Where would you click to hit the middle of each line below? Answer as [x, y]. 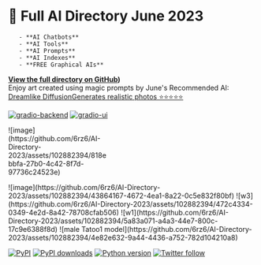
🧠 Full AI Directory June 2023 [106, 16]
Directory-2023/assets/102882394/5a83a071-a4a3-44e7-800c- [113, 221]
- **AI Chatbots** [49, 37]
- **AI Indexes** [47, 58]
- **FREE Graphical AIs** [61, 65]
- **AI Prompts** [47, 50]
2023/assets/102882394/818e [57, 155]
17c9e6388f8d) [33, 229]
